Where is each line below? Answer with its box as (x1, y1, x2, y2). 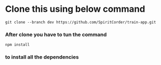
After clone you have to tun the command (5, 31, 107, 38)
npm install (5, 42, 30, 47)
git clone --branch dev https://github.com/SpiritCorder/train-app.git (5, 20, 156, 25)
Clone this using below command (5, 3, 145, 15)
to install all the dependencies (5, 54, 79, 61)
